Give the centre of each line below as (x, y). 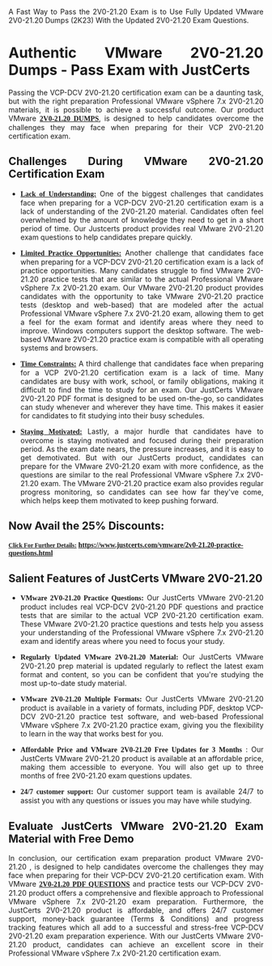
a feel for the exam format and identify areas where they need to (142, 322)
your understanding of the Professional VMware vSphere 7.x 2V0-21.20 (142, 633)
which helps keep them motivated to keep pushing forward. (119, 500)
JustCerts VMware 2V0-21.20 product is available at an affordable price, (142, 759)
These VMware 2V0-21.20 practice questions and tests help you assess (142, 624)
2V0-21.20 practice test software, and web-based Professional (152, 717)
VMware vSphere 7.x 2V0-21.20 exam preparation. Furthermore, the (136, 902)
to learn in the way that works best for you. (91, 734)
